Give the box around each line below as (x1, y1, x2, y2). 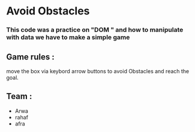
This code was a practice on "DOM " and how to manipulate (6, 26, 184, 34)
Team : (6, 91, 32, 101)
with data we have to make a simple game (6, 33, 130, 41)
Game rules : (6, 52, 55, 62)
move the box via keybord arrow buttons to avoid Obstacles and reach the (6, 67, 190, 74)
